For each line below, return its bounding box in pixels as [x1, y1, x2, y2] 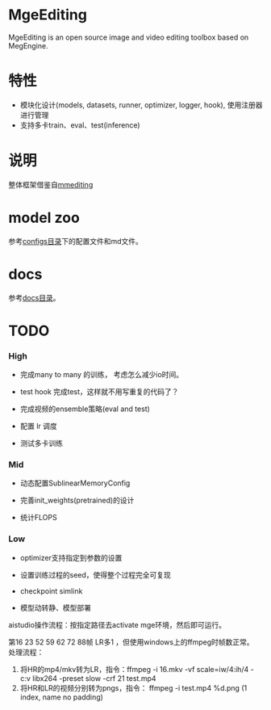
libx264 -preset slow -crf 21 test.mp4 [31, 673, 156, 683]
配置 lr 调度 [19, 422, 58, 431]
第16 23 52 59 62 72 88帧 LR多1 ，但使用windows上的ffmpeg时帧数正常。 [8, 636, 254, 647]
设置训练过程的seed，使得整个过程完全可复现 [19, 569, 172, 579]
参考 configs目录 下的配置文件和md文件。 [8, 236, 144, 246]
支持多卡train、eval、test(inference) [19, 120, 140, 130]
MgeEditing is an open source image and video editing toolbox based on [8, 32, 249, 42]
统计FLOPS [19, 513, 58, 523]
